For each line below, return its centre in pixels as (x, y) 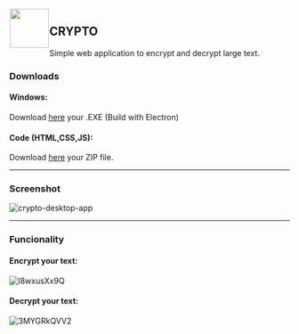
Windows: (28, 97)
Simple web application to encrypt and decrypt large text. (155, 53)
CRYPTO (74, 32)
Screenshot (35, 189)
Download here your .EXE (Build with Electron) (94, 117)
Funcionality (37, 240)
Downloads (34, 76)
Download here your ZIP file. (61, 158)
